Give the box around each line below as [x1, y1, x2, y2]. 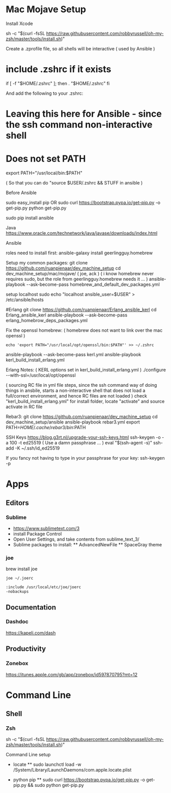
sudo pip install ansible [6, 215, 54, 221]
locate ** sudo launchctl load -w [13, 761, 81, 768]
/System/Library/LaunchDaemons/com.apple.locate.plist [13, 767, 132, 773]
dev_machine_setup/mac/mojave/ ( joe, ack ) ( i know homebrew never [6, 271, 154, 276]
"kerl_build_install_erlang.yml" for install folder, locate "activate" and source [6, 399, 165, 404]
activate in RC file [6, 404, 43, 410]
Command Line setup [6, 752, 51, 758]
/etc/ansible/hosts [6, 297, 44, 303]
